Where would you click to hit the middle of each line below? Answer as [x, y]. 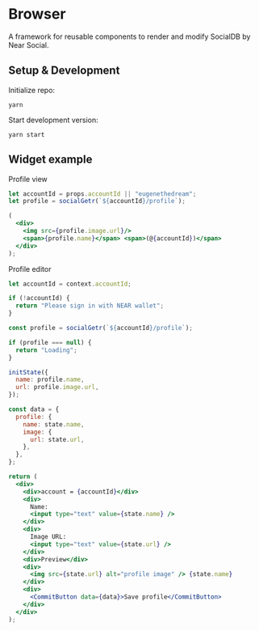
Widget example [50, 160]
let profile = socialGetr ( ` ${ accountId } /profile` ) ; [97, 201]
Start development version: [53, 120]
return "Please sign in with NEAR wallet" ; [90, 306]
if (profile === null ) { [50, 342]
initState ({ [28, 372]
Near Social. [29, 44]
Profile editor [30, 269]
